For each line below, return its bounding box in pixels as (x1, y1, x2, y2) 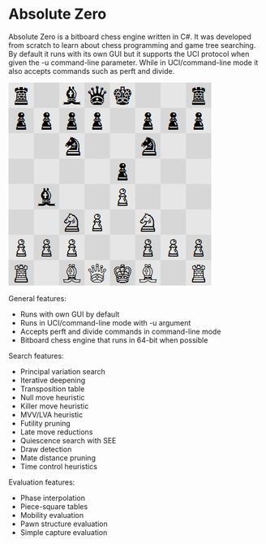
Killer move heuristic (19, 401, 89, 411)
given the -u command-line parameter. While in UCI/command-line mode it (8, 58, 259, 67)
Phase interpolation (19, 493, 85, 503)
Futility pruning (19, 418, 71, 428)
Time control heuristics (19, 461, 97, 471)
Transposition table (19, 383, 85, 394)
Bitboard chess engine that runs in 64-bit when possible (19, 335, 208, 345)
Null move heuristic (19, 392, 85, 402)
